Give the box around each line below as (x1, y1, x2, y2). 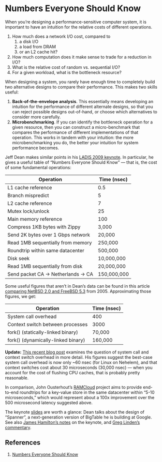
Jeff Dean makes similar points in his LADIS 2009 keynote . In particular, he (5, 154, 154, 160)
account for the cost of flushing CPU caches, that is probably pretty (5, 370, 140, 375)
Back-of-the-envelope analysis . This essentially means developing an (12, 98, 154, 104)
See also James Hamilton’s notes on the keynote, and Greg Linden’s (5, 419, 140, 425)
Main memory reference (7, 216, 62, 222)
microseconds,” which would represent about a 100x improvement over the (5, 394, 155, 400)
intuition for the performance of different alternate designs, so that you (12, 104, 153, 109)
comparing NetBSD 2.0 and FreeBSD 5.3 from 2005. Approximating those (5, 288, 151, 294)
